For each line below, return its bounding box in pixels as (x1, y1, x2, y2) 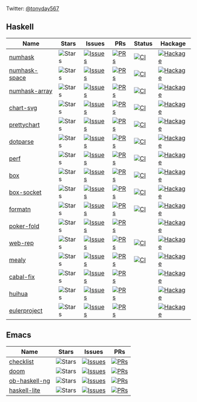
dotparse (9, 138, 34, 146)
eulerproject (9, 306, 43, 314)
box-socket (9, 188, 42, 196)
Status (134, 39, 153, 48)
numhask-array (9, 86, 53, 95)
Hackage (160, 39, 186, 48)
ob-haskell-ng (9, 376, 50, 384)
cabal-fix (9, 273, 35, 281)
